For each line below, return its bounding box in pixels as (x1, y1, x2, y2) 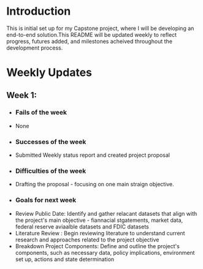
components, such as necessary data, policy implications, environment (15, 249, 195, 256)
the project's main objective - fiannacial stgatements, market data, (15, 216, 183, 224)
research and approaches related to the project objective (15, 236, 159, 243)
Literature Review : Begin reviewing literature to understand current (15, 229, 185, 237)
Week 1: (6, 90, 37, 100)
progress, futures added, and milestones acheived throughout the (6, 37, 173, 45)
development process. (6, 44, 63, 51)
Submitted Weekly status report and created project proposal (15, 151, 170, 159)
